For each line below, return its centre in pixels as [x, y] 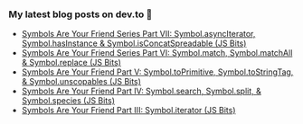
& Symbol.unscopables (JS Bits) [81, 82]
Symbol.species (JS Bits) [68, 101]
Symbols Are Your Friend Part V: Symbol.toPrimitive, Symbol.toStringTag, [157, 72]
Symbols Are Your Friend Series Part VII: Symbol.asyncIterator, [138, 34]
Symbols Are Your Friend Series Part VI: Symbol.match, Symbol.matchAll [157, 53]
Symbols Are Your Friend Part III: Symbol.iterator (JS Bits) [128, 111]
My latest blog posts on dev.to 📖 [80, 14]
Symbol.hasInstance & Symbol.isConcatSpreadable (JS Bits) [134, 43]
